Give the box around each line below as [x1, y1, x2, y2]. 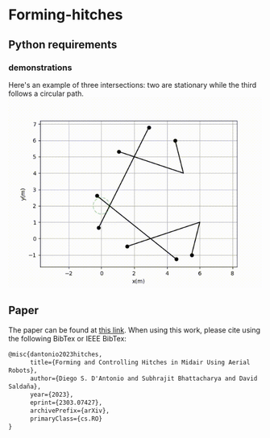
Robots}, [8, 366, 38, 374]
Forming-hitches [8, 6, 123, 24]
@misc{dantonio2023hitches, [8, 350, 103, 358]
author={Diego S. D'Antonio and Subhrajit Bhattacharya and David [29, 374, 258, 382]
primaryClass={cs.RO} [29, 415, 103, 423]
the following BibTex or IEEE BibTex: [8, 333, 127, 343]
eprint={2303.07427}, [29, 399, 103, 407]
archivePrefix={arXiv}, [29, 407, 110, 415]
